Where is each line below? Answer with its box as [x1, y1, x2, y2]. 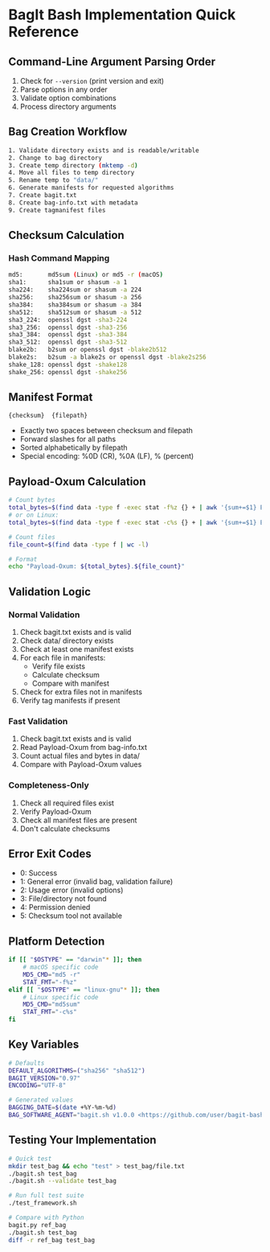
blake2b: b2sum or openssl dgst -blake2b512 [8, 346, 167, 354]
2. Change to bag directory [8, 154, 103, 162]
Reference [8, 23, 79, 41]
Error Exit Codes [8, 846, 92, 860]
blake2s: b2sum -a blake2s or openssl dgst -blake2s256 [8, 353, 207, 361]
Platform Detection [8, 934, 105, 948]
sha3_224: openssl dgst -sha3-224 [8, 315, 128, 323]
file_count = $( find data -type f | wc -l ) [8, 541, 149, 549]
